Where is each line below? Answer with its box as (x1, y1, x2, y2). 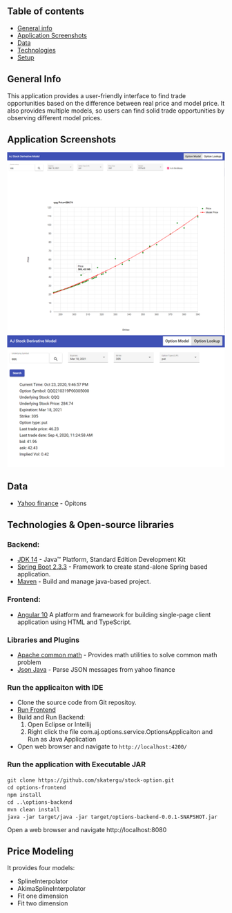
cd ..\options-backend (7, 798, 72, 806)
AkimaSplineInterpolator (17, 885, 86, 893)
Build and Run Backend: (17, 713, 86, 722)
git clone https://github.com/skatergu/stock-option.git (7, 777, 175, 784)
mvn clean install (7, 806, 60, 813)
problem (17, 658, 41, 666)
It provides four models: (7, 864, 75, 872)
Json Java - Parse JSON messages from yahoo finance (17, 666, 175, 674)
